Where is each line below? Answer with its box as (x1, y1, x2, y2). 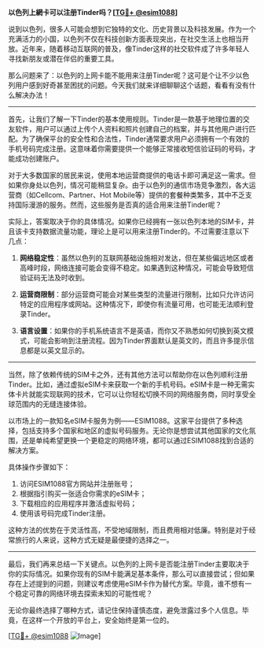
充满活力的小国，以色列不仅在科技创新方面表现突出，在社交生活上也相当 (8, 35, 242, 43)
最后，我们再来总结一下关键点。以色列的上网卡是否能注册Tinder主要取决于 (8, 559, 250, 568)
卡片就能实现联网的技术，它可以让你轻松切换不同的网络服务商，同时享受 (14, 390, 249, 398)
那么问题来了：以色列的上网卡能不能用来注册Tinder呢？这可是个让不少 (8, 71, 236, 80)
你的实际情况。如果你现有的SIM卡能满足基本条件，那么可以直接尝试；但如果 (8, 569, 255, 578)
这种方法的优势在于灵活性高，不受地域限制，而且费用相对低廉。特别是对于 (8, 525, 249, 535)
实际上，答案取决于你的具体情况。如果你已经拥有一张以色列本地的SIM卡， (8, 217, 248, 226)
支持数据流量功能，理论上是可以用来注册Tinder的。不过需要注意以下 (28, 227, 250, 235)
